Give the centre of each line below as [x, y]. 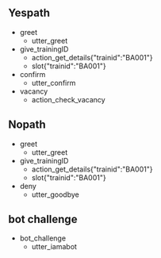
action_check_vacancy [68, 99]
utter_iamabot [54, 247]
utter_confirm [54, 83]
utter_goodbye [55, 194]
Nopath [27, 125]
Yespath [29, 13]
